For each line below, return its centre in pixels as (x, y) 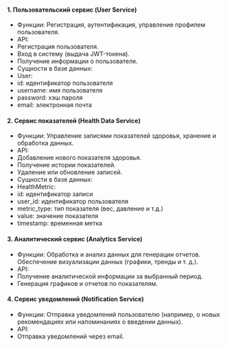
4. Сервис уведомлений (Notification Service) (75, 299)
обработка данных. (45, 143)
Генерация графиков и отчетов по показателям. (87, 283)
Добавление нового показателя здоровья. (79, 158)
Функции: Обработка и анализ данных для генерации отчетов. (109, 254)
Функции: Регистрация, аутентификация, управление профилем (111, 25)
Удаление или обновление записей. (70, 172)
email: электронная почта (55, 105)
